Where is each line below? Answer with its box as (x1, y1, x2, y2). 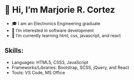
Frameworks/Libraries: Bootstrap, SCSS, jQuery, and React (11, 65, 130, 70)
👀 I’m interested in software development (11, 27, 94, 33)
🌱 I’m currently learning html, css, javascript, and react (11, 32, 121, 38)
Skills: (4, 47, 24, 55)
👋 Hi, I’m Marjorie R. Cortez (4, 4, 115, 15)
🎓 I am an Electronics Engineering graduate (11, 20, 100, 26)
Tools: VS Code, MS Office (11, 69, 65, 75)
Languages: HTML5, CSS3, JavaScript (11, 59, 88, 65)
